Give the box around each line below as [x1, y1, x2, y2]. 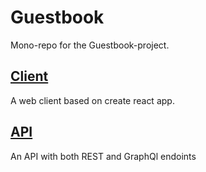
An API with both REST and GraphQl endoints [10, 150, 197, 162]
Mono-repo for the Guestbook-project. [10, 39, 170, 51]
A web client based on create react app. [10, 94, 175, 106]
